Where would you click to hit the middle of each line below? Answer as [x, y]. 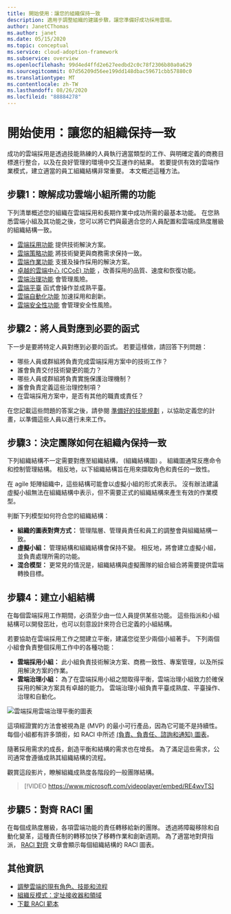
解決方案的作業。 [47, 670]
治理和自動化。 [38, 697]
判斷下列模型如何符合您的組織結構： [58, 516]
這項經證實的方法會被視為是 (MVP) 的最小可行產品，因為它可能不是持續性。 [114, 726]
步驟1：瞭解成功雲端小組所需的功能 [81, 195]
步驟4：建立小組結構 [51, 597]
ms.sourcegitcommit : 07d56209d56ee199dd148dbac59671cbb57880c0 [100, 71]
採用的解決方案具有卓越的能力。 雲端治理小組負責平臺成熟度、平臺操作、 [120, 688]
